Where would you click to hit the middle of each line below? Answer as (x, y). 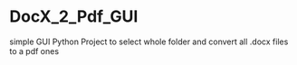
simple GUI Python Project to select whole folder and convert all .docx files (149, 42)
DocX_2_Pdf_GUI (74, 17)
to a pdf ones (34, 51)
